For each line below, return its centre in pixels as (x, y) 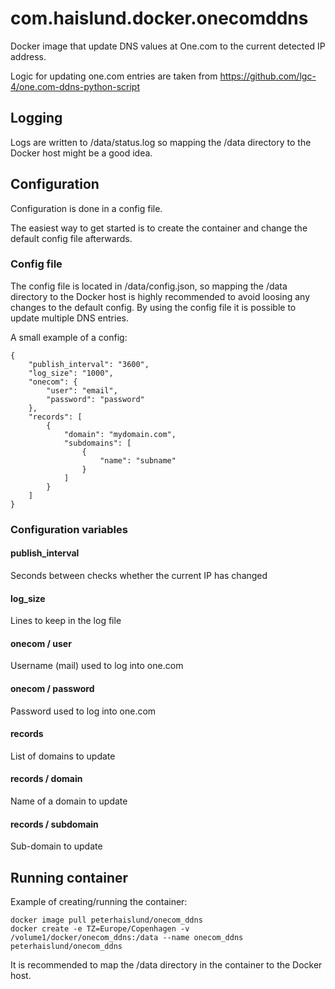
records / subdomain (54, 824)
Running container (69, 877)
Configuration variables (69, 529)
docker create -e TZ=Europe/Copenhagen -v (100, 929)
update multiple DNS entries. (69, 318)
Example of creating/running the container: (99, 902)
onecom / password (52, 688)
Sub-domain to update (56, 846)
